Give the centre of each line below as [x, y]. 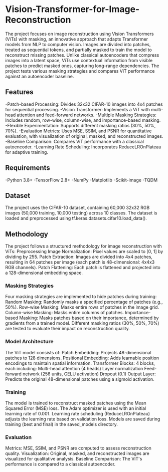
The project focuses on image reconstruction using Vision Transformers [79, 34]
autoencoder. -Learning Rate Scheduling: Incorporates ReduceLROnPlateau [83, 147]
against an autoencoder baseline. [40, 76]
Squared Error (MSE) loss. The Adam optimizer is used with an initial [76, 408]
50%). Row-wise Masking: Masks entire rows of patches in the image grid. [82, 307]
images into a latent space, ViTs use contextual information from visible [79, 60]
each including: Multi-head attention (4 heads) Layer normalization [74, 368]
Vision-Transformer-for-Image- [72, 9]
